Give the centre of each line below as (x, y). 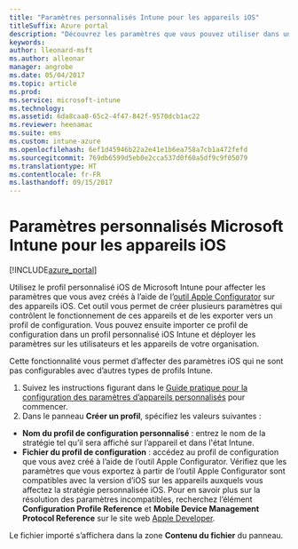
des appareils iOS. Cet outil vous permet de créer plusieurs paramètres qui (145, 306)
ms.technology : (37, 108)
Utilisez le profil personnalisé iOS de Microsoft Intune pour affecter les (137, 287)
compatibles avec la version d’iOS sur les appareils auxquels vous (142, 481)
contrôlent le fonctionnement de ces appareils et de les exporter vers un (141, 315)
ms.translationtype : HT (53, 166)
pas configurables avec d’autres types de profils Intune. (111, 370)
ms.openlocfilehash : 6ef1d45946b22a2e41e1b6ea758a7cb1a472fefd (129, 149)
